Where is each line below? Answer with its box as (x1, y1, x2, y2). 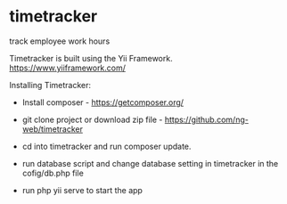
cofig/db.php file (21, 167, 85, 178)
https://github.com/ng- (164, 114, 250, 125)
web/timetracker (21, 123, 83, 135)
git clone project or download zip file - (21, 114, 163, 125)
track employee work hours (9, 36, 111, 46)
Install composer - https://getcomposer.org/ (21, 96, 184, 108)
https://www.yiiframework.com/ (9, 62, 127, 73)
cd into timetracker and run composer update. (21, 141, 192, 151)
